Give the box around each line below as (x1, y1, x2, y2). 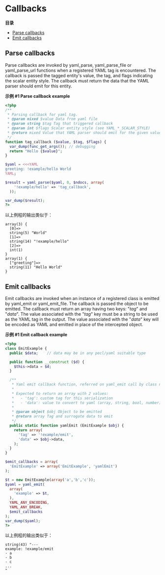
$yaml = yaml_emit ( (5, 482, 45, 487)
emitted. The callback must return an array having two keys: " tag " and (5, 306, 147, 312)
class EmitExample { (5, 346, 48, 351)
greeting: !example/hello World (5, 166, 71, 172)
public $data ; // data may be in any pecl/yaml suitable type (9, 351, 146, 356)
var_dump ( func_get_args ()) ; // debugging (9, 144, 96, 149)
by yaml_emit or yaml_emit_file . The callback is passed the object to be (5, 301, 149, 307)
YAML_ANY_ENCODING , (9, 500, 50, 505)
